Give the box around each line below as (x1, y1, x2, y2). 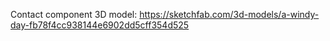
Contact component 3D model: (10, 9, 138, 20)
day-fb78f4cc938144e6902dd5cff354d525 (10, 19, 190, 31)
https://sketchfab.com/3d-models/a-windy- (139, 9, 320, 20)
